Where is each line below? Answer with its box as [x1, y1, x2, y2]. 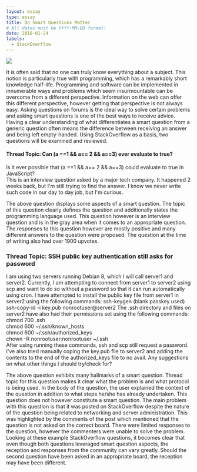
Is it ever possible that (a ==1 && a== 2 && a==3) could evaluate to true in [6, 164, 184, 171]
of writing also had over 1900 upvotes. [6, 237, 99, 245]
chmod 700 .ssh [6, 317, 45, 324]
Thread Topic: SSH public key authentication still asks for [6, 252, 173, 260]
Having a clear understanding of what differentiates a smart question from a [6, 118, 190, 125]
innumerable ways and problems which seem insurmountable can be [6, 87, 173, 94]
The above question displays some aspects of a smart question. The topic [6, 200, 185, 207]
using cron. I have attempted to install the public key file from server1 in [6, 292, 179, 299]
